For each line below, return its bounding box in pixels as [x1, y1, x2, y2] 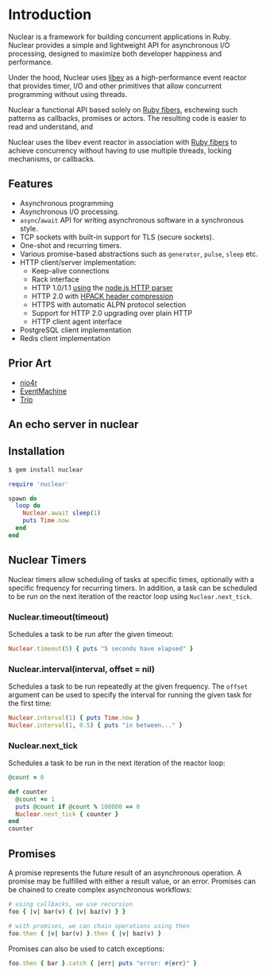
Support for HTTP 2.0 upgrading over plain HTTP [31, 308, 193, 317]
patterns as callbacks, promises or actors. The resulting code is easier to [8, 113, 247, 122]
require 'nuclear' [8, 480, 69, 488]
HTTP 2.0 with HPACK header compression [31, 291, 174, 301]
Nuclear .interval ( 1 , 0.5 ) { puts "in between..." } [8, 721, 183, 729]
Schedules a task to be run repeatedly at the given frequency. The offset [8, 682, 249, 691]
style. [19, 223, 38, 233]
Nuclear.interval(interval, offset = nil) [8, 663, 155, 674]
